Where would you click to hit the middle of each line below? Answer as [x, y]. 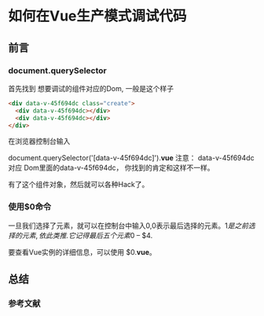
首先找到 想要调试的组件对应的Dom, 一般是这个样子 [91, 88]
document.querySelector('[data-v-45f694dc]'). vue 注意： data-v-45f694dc [131, 158]
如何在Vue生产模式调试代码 [97, 16]
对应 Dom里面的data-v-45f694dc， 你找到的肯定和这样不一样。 [111, 168]
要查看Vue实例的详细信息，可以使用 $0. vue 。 [82, 252]
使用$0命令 [30, 207]
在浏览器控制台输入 [39, 141]
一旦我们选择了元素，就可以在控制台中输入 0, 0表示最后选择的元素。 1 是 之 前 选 [132, 226]
